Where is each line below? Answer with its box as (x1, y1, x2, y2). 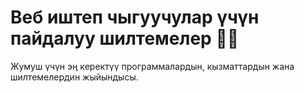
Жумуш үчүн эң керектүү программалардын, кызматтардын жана (10, 60, 295, 72)
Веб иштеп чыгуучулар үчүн (10, 6, 260, 29)
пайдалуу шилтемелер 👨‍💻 (10, 27, 240, 50)
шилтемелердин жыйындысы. (10, 71, 139, 83)
